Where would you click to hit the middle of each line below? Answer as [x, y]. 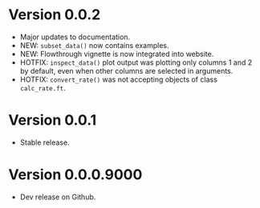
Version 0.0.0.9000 [75, 175]
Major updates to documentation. [75, 37]
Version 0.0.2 [55, 15]
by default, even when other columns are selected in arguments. [126, 70]
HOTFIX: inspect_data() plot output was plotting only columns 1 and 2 [136, 62]
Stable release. [45, 142]
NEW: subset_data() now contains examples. [94, 45]
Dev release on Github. [58, 197]
